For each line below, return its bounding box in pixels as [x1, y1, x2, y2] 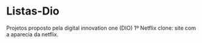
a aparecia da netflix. [6, 30, 59, 38]
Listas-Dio [6, 4, 59, 18]
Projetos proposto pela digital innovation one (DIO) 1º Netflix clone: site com [6, 24, 196, 31]
